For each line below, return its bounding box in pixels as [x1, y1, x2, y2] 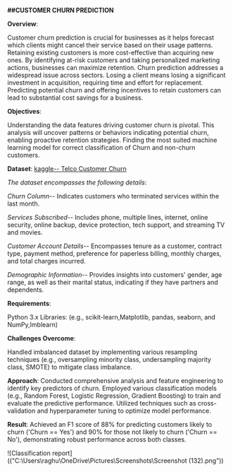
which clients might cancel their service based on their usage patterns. [7, 41, 213, 49]
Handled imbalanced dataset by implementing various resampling [7, 348, 198, 356]
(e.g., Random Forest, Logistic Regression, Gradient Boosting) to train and [7, 391, 221, 400]
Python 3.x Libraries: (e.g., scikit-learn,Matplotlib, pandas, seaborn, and [7, 313, 216, 321]
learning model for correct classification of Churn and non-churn [7, 143, 196, 151]
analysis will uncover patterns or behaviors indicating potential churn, [7, 129, 209, 136]
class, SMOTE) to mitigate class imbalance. [7, 363, 132, 371]
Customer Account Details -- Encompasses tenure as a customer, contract [7, 242, 222, 250]
